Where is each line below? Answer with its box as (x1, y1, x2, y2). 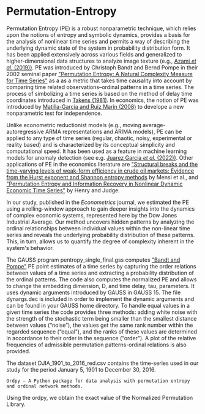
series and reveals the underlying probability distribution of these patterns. (6, 231, 195, 238)
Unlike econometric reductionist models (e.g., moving (6, 121, 142, 128)
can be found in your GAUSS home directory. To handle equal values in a (6, 302, 190, 309)
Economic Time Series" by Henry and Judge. (6, 186, 121, 194)
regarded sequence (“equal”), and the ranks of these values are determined (6, 327, 198, 335)
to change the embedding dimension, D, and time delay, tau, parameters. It (6, 282, 195, 289)
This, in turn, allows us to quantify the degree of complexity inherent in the (6, 238, 195, 245)
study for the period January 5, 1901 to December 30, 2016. (6, 365, 156, 373)
